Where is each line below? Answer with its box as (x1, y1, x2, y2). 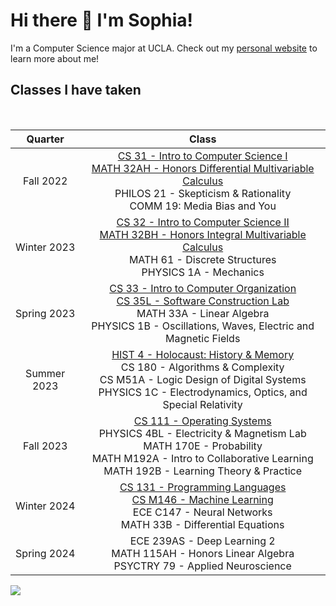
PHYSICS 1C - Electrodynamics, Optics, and (98, 385, 308, 399)
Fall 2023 (22, 439, 68, 453)
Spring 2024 (15, 546, 76, 560)
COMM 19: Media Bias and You (129, 199, 277, 213)
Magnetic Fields (165, 331, 241, 345)
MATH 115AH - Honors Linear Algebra (111, 546, 295, 560)
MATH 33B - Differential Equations (120, 517, 285, 531)
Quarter (26, 132, 65, 146)
